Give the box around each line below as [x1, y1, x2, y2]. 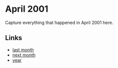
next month [12, 52, 36, 58]
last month [12, 46, 34, 52]
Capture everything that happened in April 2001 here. [5, 20, 114, 25]
